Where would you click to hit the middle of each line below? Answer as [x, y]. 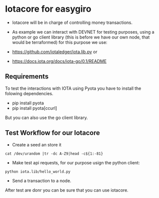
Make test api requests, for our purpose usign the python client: [76, 162]
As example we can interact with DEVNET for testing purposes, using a [83, 32]
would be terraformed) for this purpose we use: [60, 42]
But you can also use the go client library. [46, 118]
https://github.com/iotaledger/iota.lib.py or [55, 52]
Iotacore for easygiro [48, 9]
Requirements [27, 77]
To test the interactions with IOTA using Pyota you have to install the [73, 88]
